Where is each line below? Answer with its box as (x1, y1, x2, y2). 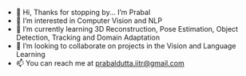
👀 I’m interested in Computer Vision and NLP (15, 16, 162, 25)
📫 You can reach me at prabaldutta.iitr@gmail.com (15, 59, 185, 67)
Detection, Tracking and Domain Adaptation (15, 32, 161, 42)
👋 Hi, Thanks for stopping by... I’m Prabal (15, 8, 151, 17)
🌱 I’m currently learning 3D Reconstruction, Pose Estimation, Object (15, 25, 238, 33)
